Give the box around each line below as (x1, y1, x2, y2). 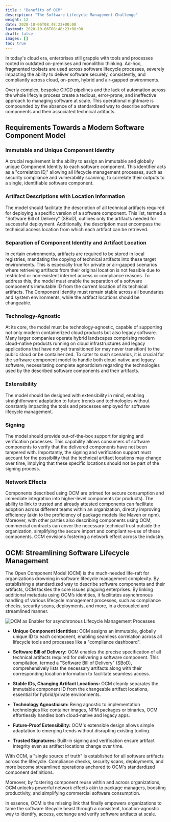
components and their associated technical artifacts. (5, 108, 116, 114)
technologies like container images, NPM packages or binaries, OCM (12, 707, 158, 713)
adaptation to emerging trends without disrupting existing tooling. (12, 728, 151, 734)
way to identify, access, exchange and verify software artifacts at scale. (5, 811, 157, 817)
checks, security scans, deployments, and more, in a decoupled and (5, 603, 149, 609)
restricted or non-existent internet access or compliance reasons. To (5, 273, 150, 279)
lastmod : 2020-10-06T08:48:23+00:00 (5, 27, 83, 32)
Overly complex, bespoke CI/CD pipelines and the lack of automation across (5, 87, 166, 93)
